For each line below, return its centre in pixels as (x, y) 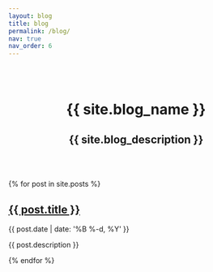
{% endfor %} (32, 260)
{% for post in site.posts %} (55, 184)
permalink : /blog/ (39, 31)
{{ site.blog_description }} (136, 139)
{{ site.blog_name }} (136, 110)
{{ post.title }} (45, 209)
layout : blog (30, 16)
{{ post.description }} (44, 244)
